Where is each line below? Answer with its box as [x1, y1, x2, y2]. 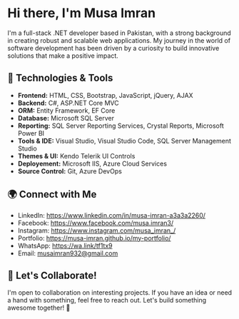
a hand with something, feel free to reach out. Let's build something [7, 296, 207, 305]
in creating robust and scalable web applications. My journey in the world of [7, 36, 230, 44]
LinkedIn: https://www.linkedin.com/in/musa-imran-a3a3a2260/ [17, 211, 205, 219]
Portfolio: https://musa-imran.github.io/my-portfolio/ [17, 233, 171, 242]
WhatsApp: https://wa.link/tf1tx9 [17, 241, 113, 250]
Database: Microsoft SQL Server [17, 113, 114, 122]
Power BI [17, 128, 45, 137]
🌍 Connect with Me [7, 188, 97, 201]
